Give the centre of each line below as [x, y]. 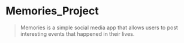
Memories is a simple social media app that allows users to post [99, 27]
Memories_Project [52, 11]
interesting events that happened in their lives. [77, 33]
